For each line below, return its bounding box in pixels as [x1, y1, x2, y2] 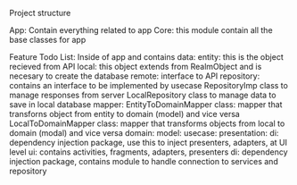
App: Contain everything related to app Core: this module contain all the [9, 25, 274, 35]
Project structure [9, 8, 71, 18]
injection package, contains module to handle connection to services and [9, 156, 278, 166]
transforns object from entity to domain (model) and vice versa [9, 109, 241, 119]
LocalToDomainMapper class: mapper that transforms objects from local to [9, 118, 285, 129]
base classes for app [9, 35, 87, 45]
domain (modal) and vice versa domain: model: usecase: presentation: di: [9, 128, 279, 138]
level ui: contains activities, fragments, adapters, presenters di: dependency [9, 147, 288, 157]
